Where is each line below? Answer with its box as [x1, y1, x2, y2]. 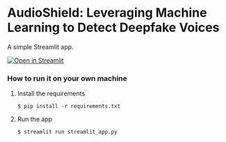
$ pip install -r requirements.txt [17, 103, 121, 110]
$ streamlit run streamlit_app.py [17, 129, 118, 136]
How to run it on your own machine [7, 73, 127, 83]
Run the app [17, 115, 53, 123]
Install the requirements [17, 89, 86, 98]
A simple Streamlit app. [7, 42, 74, 51]
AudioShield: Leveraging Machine [7, 5, 207, 21]
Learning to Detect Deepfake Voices [7, 19, 220, 35]
